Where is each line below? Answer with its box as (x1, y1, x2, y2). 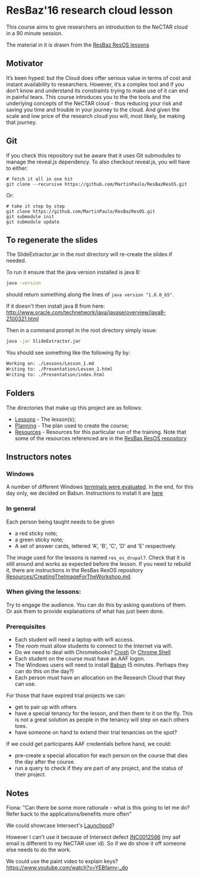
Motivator (6, 58, 43, 69)
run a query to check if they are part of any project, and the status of (14, 764, 183, 772)
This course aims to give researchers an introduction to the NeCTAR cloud (6, 23, 188, 30)
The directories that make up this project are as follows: (6, 404, 143, 411)
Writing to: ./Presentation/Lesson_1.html (6, 366, 113, 372)
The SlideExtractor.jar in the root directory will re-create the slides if (6, 251, 172, 258)
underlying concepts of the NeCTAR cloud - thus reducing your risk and (6, 100, 182, 107)
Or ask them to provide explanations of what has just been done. (6, 608, 165, 615)
